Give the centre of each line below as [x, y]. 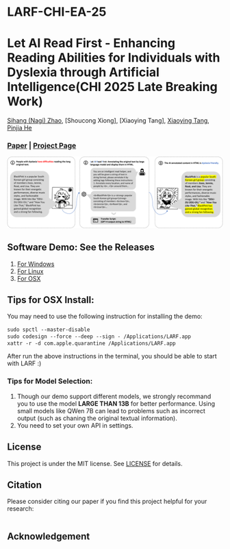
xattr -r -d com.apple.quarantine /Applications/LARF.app [91, 343]
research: [21, 509]
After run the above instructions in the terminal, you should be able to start [112, 356]
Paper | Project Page [42, 146]
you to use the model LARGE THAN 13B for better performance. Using [116, 403]
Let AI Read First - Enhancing [91, 44]
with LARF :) [24, 363]
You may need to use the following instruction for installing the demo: [105, 317]
